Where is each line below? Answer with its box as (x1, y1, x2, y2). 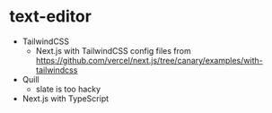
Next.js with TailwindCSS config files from (35, 45, 191, 56)
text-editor (9, 6, 92, 27)
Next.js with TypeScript (22, 92, 110, 104)
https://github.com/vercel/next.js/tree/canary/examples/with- (35, 55, 263, 65)
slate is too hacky (35, 83, 101, 94)
